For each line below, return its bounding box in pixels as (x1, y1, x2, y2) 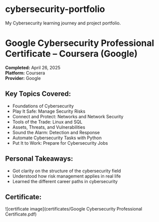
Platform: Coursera (5, 70, 45, 76)
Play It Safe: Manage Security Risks (12, 108, 86, 114)
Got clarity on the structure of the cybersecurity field (12, 168, 121, 174)
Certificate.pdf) (5, 211, 37, 218)
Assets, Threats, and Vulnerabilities (12, 124, 86, 130)
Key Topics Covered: (5, 90, 71, 98)
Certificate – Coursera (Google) (5, 48, 138, 59)
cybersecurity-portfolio (5, 3, 105, 15)
